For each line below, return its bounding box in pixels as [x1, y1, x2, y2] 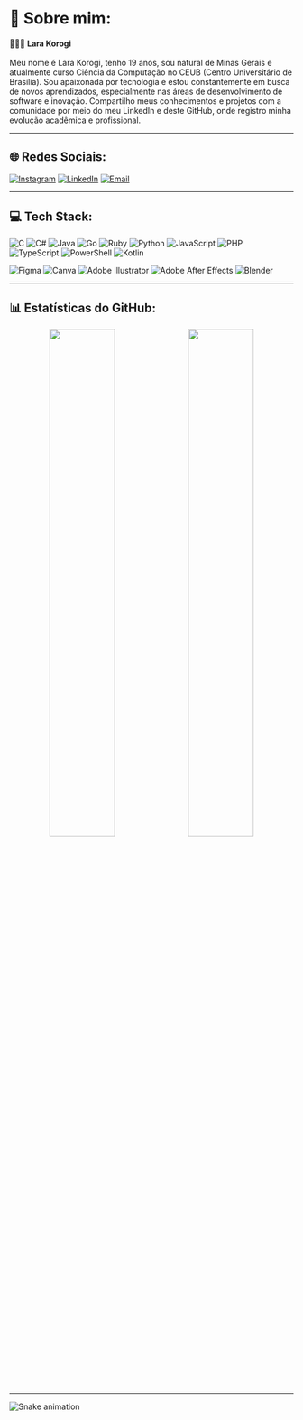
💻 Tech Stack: [9, 209, 93, 225]
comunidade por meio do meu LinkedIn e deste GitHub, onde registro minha [9, 105, 291, 116]
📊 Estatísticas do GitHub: [9, 300, 156, 315]
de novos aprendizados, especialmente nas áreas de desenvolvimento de [9, 86, 283, 97]
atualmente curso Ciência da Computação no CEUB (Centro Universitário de [9, 67, 293, 78]
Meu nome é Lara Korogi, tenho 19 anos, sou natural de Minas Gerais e [9, 57, 272, 68]
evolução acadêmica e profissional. [9, 115, 142, 125]
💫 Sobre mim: [9, 8, 112, 29]
